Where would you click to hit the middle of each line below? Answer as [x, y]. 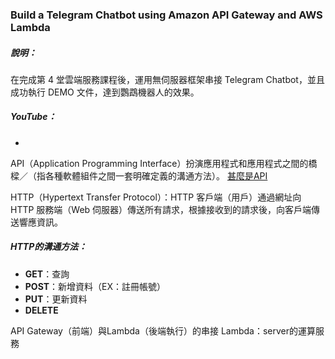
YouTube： [33, 117]
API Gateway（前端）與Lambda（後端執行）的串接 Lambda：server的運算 [163, 330]
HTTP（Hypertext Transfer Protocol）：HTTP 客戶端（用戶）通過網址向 [156, 197]
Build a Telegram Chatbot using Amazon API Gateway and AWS [166, 15]
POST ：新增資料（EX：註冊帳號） [95, 286]
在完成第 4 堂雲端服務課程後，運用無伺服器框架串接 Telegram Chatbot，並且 [167, 79]
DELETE [41, 310]
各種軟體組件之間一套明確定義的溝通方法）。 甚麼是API [156, 175]
